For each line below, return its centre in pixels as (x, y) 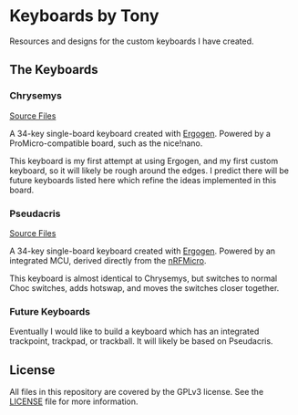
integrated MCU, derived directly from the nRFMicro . (108, 260)
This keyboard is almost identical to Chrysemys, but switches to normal (144, 278)
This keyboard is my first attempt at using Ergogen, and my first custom (144, 161)
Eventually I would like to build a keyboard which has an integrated (134, 332)
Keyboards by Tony (84, 16)
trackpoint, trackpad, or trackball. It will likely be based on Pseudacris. (141, 341)
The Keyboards (54, 70)
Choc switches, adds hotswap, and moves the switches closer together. (144, 287)
